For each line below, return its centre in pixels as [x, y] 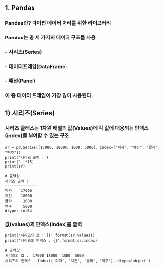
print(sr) [15, 166]
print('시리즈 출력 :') [27, 157]
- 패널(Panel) [20, 81]
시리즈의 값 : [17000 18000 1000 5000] [46, 255]
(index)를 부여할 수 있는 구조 [37, 136]
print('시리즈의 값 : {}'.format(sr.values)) [50, 235]
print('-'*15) [20, 162]
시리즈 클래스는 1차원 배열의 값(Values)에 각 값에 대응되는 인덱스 [77, 128]
